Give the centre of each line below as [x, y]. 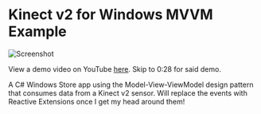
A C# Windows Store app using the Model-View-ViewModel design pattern [131, 85]
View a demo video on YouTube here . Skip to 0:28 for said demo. [115, 69]
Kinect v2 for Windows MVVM [111, 15]
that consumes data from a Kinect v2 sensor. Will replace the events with [128, 92]
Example [37, 31]
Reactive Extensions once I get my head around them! [97, 101]
